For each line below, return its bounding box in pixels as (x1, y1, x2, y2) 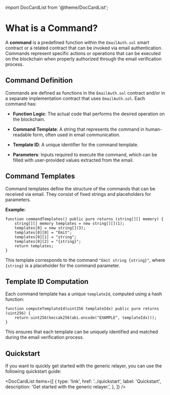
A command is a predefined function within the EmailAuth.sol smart (5, 39, 150, 45)
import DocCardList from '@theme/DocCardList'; (5, 5, 109, 10)
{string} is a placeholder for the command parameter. (5, 262, 120, 268)
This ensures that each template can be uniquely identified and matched (5, 329, 158, 335)
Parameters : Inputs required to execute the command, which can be (12, 151, 157, 157)
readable (12, 131, 32, 138)
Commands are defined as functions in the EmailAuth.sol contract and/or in (5, 89, 165, 96)
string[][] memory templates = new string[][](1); (14, 221, 125, 226)
